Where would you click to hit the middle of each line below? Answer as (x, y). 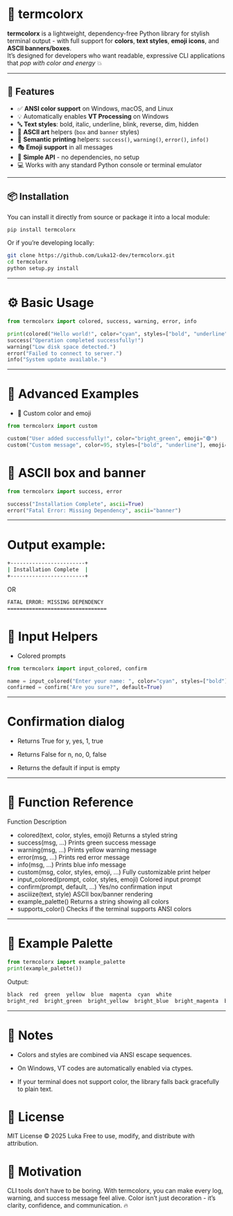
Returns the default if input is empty (68, 768)
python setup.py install (43, 269)
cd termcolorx (28, 262)
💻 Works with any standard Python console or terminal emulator (110, 165)
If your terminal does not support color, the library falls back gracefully (118, 1081)
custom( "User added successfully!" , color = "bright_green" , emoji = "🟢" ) (112, 439)
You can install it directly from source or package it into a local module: (109, 217)
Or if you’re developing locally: (51, 243)
